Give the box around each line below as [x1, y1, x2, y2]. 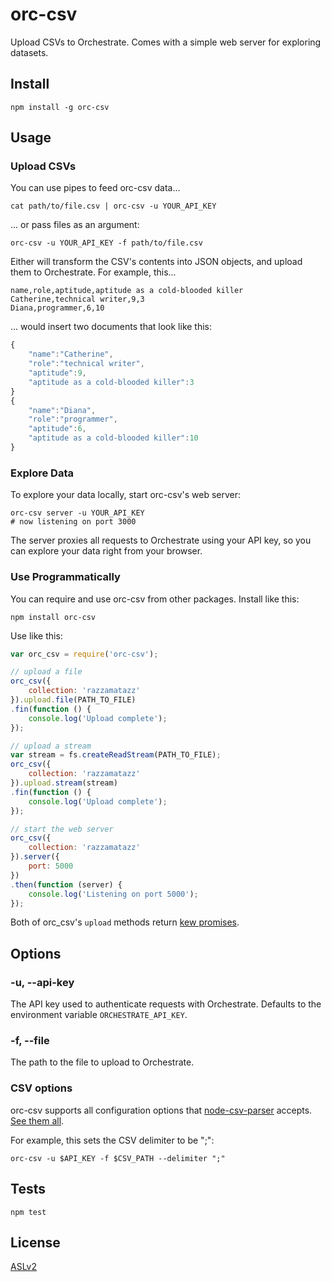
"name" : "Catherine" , [28, 349, 114, 360]
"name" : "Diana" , [28, 405, 97, 415]
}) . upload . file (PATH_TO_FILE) [10, 695, 137, 705]
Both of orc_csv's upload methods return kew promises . [10, 916, 240, 928]
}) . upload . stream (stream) [10, 778, 118, 788]
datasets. [10, 46, 49, 58]
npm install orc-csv [10, 612, 97, 622]
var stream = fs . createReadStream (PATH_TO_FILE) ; [10, 750, 222, 760]
